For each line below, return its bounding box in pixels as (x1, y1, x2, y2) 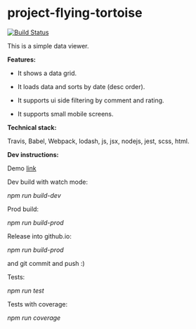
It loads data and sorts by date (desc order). (17, 82, 145, 90)
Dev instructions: (7, 150, 59, 159)
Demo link (7, 163, 37, 173)
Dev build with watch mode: (7, 177, 88, 186)
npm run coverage (7, 314, 61, 322)
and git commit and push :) (7, 259, 86, 267)
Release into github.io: (7, 231, 72, 240)
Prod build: (7, 205, 39, 213)
